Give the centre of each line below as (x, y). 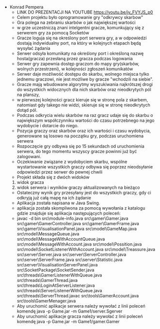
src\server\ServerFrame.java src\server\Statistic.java (70, 260)
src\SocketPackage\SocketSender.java (56, 270)
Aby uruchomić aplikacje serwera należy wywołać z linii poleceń (81, 306)
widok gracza (31, 182)
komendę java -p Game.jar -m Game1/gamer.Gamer (68, 321)
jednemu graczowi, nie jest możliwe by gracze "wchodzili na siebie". (85, 79)
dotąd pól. (27, 110)
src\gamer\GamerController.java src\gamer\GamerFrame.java (78, 223)
